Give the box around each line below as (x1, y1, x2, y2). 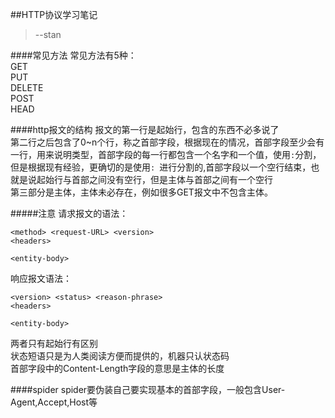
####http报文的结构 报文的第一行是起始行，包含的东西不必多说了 (10, 124, 280, 135)
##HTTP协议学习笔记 (10, 9, 98, 20)
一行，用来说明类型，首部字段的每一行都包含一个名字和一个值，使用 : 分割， (10, 149, 322, 160)
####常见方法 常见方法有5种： (10, 49, 137, 61)
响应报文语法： (10, 273, 72, 284)
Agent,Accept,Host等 (10, 396, 98, 408)
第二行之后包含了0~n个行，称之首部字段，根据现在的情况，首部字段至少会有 (10, 136, 325, 148)
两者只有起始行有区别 (10, 338, 98, 349)
